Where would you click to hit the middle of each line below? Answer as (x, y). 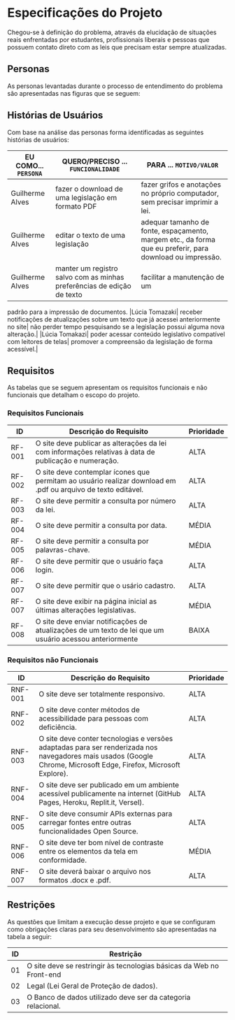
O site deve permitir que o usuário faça (99, 561)
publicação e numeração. (77, 461)
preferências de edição (93, 286)
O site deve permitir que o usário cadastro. (105, 585)
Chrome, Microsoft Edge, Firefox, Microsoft (109, 765)
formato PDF (76, 206)
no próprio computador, (180, 193)
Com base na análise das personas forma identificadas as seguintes (106, 132)
